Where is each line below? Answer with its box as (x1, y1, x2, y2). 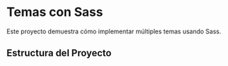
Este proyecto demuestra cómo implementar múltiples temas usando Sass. (6, 27, 222, 35)
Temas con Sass (6, 4, 103, 20)
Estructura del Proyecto (6, 47, 112, 59)
